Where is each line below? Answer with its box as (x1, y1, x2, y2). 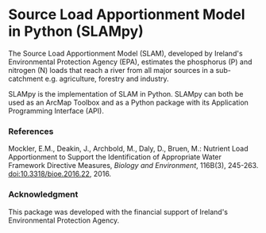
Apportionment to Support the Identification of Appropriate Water (8, 152, 222, 162)
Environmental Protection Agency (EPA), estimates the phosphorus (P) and (8, 57, 253, 67)
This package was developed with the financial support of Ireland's (8, 207, 229, 216)
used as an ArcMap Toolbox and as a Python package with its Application (8, 97, 249, 107)
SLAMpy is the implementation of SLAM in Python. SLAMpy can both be (8, 89, 244, 98)
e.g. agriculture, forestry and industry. (44, 74, 169, 83)
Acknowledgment (8, 189, 79, 200)
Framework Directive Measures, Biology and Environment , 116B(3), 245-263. (8, 161, 259, 170)
